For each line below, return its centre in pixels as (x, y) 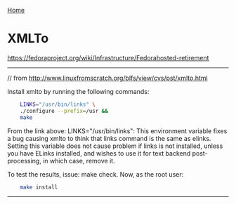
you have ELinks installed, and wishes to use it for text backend (99, 153)
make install (39, 187)
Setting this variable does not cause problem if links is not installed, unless (115, 146)
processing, (25, 161)
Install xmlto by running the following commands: (78, 91)
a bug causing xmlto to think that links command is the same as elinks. (109, 138)
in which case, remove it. (79, 161)
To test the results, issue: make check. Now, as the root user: (96, 174)
